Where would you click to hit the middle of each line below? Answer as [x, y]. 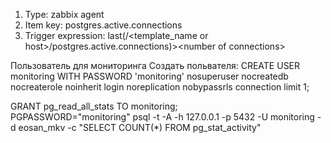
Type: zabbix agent [64, 14]
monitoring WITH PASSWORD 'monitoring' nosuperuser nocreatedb [149, 76]
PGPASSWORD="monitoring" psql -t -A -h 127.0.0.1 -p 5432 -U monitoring [162, 117]
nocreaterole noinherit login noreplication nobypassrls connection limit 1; [160, 87]
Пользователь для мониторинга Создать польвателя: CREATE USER [155, 65]
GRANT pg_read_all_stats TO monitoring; [94, 106]
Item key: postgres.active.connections [103, 25]
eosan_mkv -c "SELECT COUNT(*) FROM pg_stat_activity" [140, 127]
